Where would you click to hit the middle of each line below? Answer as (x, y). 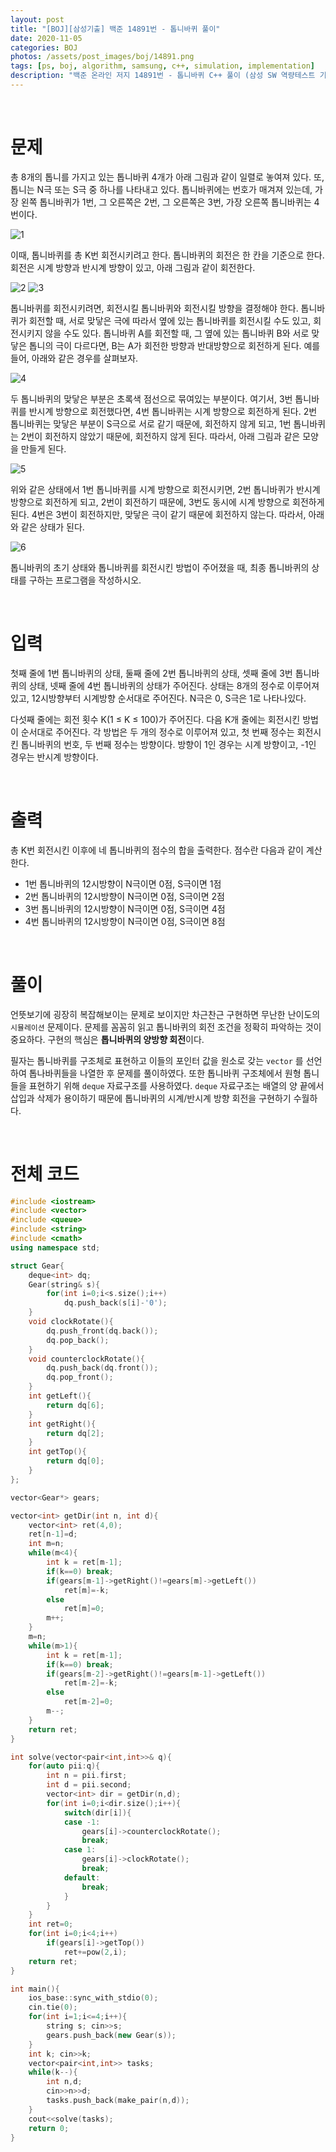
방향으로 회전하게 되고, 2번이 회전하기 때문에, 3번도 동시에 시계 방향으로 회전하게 (167, 502)
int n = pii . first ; (87, 1776)
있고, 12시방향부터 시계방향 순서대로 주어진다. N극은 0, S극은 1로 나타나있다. (158, 698)
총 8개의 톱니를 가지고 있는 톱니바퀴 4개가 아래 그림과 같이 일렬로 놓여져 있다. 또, (167, 177)
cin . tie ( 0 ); (53, 2007)
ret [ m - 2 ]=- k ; (90, 1683)
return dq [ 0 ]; (75, 1461)
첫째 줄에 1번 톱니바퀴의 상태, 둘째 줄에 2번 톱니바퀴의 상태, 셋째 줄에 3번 (151, 673)
